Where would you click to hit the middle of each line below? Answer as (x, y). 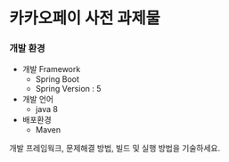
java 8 (46, 109)
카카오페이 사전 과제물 (85, 18)
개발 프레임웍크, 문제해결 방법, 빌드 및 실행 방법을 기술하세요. (115, 149)
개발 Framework (51, 69)
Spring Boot (57, 79)
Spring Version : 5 (68, 89)
